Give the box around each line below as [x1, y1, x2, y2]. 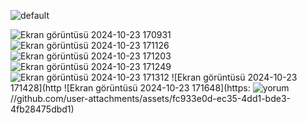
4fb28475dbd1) [10, 103, 75, 115]
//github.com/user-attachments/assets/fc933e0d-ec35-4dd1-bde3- [10, 93, 291, 104]
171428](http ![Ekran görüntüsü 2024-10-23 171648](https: [10, 82, 251, 94]
